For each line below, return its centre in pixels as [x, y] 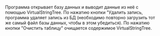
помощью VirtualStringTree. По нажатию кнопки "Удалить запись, [74, 12]
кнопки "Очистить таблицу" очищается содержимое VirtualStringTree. [79, 28]
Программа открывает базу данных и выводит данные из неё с [72, 7]
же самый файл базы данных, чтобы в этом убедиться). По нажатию [77, 23]
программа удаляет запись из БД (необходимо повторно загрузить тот [80, 18]
